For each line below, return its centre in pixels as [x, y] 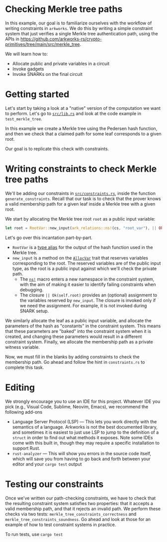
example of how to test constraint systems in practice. [61, 525]
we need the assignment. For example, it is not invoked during [83, 305]
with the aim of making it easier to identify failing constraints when [88, 284]
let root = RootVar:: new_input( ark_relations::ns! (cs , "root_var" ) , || [81, 228]
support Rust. [26, 448]
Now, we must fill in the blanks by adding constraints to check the [73, 357]
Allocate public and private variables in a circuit [61, 63]
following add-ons [24, 412]
